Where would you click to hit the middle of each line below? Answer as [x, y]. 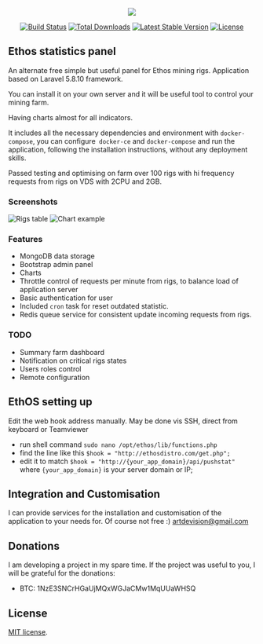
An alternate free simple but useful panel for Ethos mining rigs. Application [129, 70]
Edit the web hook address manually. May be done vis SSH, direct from [123, 421]
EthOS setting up [50, 402]
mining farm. [29, 102]
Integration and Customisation [84, 494]
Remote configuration [55, 377]
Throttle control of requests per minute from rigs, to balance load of [129, 281]
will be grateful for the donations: [62, 573]
